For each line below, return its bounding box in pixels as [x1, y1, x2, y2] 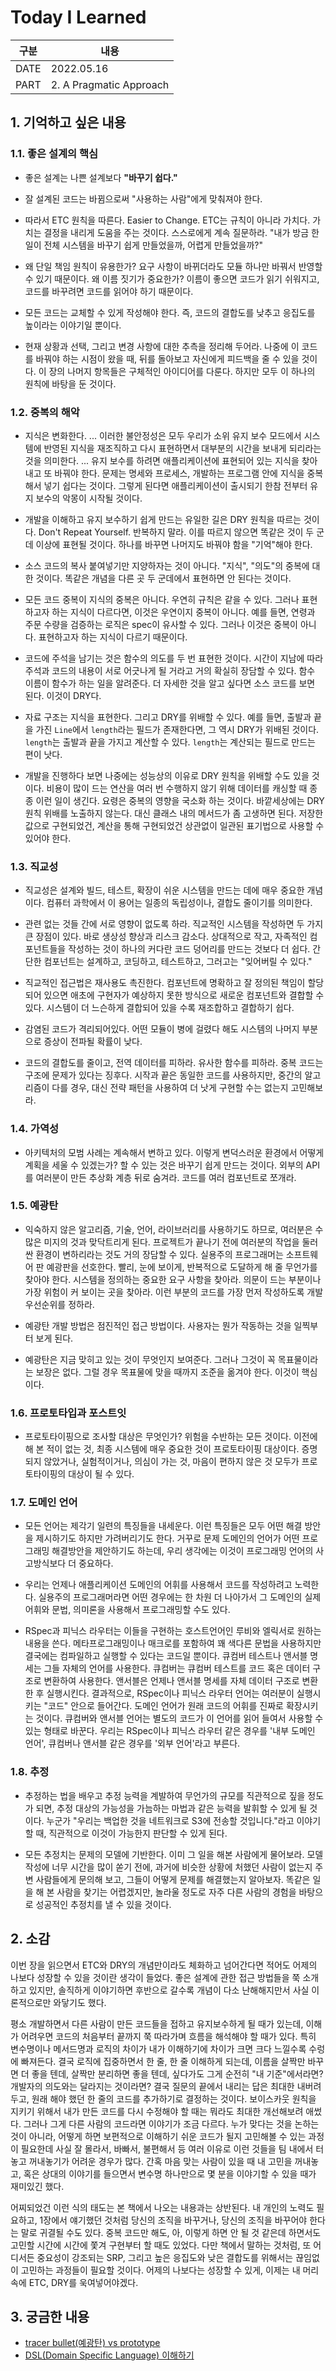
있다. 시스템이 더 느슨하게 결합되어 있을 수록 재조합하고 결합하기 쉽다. [24, 1002, 295, 1014]
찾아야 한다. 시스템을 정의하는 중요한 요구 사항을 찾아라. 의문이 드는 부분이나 [24, 1273, 322, 1285]
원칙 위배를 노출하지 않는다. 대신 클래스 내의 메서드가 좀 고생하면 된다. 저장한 [24, 807, 324, 819]
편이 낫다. [24, 748, 63, 760]
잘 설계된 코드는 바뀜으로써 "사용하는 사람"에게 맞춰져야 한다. [24, 192, 263, 205]
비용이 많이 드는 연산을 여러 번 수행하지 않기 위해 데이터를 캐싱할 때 [46, 782, 308, 794]
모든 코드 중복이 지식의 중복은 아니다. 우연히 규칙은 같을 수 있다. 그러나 [24, 593, 300, 605]
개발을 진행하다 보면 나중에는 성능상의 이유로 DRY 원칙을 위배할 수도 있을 [24, 769, 310, 781]
